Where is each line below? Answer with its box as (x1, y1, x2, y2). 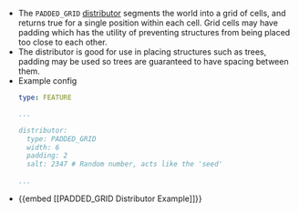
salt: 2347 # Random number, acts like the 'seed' (26, 159, 223, 169)
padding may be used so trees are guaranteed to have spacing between (17, 56, 289, 66)
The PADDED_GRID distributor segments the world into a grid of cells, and (17, 8, 286, 18)
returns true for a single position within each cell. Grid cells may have (17, 17, 278, 28)
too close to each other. (17, 36, 108, 47)
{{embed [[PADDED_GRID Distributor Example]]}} (17, 193, 202, 204)
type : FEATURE (17, 93, 72, 102)
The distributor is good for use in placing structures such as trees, (17, 46, 267, 57)
